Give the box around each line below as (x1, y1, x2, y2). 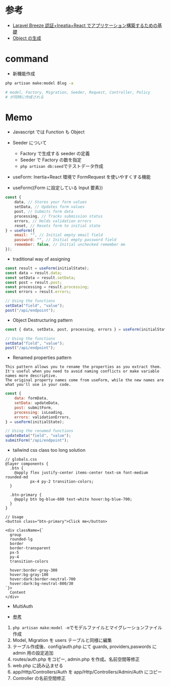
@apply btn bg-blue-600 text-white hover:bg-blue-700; (14, 497, 133, 502)
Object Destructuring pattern (12, 317, 73, 323)
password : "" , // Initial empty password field (14, 237, 116, 242)
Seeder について (12, 140, 47, 146)
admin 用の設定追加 (12, 650, 54, 656)
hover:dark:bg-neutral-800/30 (10, 581, 73, 586)
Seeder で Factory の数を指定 (20, 157, 82, 163)
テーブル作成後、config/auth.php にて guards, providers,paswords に (12, 643, 157, 649)
